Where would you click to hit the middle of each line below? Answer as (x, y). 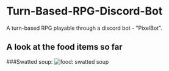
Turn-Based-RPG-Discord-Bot (84, 11)
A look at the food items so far (65, 47)
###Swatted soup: (30, 61)
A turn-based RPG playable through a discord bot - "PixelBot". (84, 28)
